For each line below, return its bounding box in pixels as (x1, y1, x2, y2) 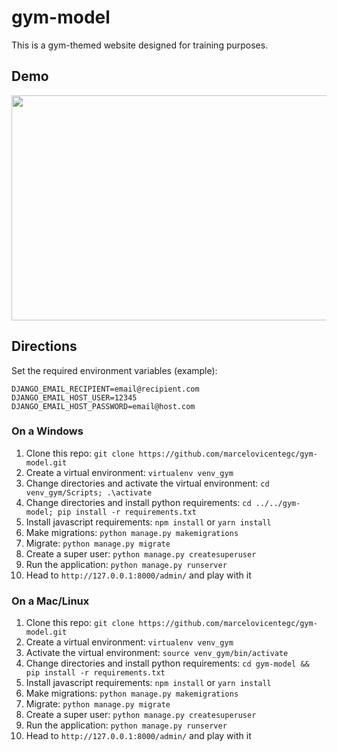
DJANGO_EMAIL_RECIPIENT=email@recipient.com (11, 384, 200, 394)
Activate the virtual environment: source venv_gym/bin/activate (25, 647, 289, 659)
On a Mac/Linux (11, 594, 90, 608)
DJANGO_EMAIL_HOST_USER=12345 (11, 392, 138, 403)
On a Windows (11, 424, 84, 438)
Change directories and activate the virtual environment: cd (25, 477, 270, 489)
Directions (11, 338, 78, 355)
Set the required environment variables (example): (11, 364, 218, 376)
